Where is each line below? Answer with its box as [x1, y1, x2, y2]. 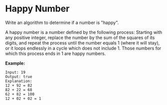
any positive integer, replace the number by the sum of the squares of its [5, 34, 155, 40]
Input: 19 [5, 69, 26, 75]
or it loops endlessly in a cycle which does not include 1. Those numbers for [5, 45, 161, 51]
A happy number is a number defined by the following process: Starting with [5, 29, 162, 35]
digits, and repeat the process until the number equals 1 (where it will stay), [5, 39, 160, 45]
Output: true [5, 74, 32, 79]
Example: [5, 60, 25, 66]
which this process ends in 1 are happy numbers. [5, 50, 106, 56]
